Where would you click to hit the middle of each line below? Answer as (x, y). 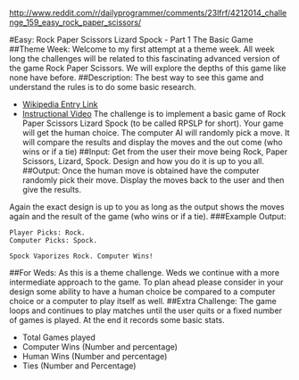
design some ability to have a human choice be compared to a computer (142, 292)
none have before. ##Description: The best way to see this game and (137, 78)
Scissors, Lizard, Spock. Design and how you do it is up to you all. (143, 161)
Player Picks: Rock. (48, 233)
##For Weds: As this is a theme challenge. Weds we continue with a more (144, 273)
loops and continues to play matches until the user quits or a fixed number (146, 310)
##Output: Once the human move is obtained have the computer (141, 170)
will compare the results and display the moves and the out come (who (152, 142)
